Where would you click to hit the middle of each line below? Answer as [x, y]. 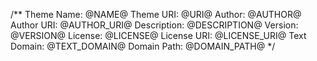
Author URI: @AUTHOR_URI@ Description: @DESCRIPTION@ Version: [154, 25]
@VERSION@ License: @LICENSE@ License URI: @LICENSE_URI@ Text [158, 35]
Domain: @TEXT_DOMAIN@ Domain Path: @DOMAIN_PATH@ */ [143, 46]
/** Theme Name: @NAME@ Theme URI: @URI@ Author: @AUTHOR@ [156, 14]
